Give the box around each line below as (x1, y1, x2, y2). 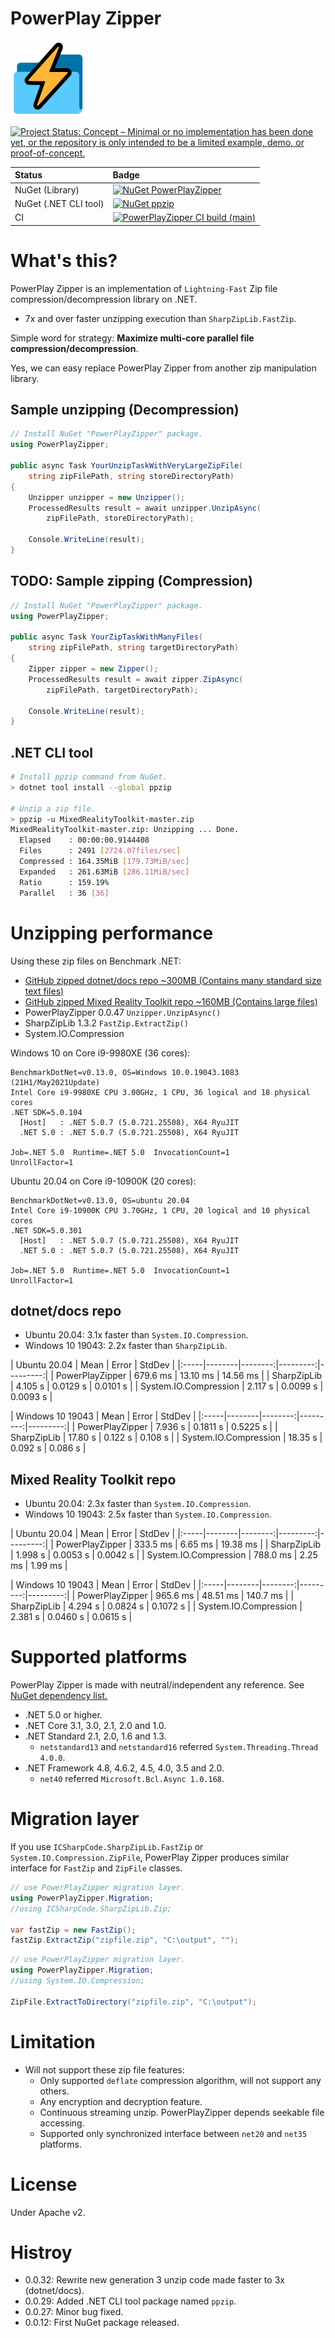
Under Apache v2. (10, 2206, 86, 2218)
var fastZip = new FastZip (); (10, 1925, 137, 1935)
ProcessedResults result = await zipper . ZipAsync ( (28, 674, 244, 684)
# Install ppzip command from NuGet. (10, 772, 168, 782)
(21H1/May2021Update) (10, 1077, 101, 1087)
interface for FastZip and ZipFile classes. (10, 1862, 183, 1874)
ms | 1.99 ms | (10, 1560, 68, 1572)
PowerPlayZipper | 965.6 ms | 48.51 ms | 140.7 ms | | (77, 1590, 295, 1602)
